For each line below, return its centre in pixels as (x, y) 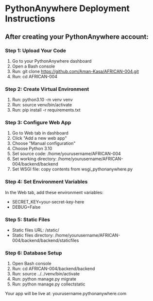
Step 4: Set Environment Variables (46, 182)
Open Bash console (32, 264)
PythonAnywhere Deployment (68, 8)
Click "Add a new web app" (39, 138)
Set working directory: (34, 159)
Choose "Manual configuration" (44, 143)
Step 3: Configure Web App (38, 123)
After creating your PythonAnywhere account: (77, 37)
